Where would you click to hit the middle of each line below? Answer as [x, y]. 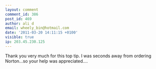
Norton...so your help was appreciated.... [47, 61]
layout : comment [22, 10]
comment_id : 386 [22, 14]
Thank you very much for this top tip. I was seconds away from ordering [78, 56]
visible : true [20, 37]
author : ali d [20, 23]
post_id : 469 [18, 19]
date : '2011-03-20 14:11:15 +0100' [42, 33]
